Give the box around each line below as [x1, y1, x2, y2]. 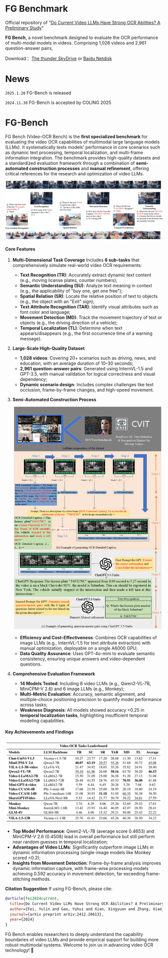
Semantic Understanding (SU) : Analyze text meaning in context [19, 283, 152, 289]
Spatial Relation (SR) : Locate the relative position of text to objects [19, 293, 158, 299]
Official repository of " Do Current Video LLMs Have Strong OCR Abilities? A [5, 19, 161, 25]
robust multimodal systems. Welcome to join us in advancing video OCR [5, 942, 153, 948]
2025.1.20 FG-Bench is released [5, 89, 71, 95]
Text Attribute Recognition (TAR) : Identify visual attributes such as [19, 304, 158, 310]
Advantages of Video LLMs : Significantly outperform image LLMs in [12, 844, 154, 850]
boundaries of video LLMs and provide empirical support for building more [5, 937, 159, 943]
